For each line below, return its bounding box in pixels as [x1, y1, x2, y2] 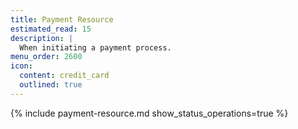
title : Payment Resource [10, 14, 114, 25]
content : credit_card [19, 71, 110, 81]
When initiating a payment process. [19, 42, 172, 53]
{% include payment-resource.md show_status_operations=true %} [10, 107, 289, 119]
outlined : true [19, 80, 83, 90]
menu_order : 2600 [10, 52, 83, 62]
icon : [10, 61, 33, 71]
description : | [10, 33, 74, 43]
